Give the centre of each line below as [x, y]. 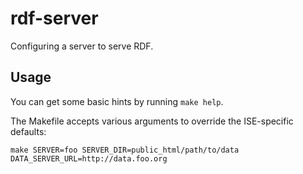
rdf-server [54, 18]
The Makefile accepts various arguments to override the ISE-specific [152, 121]
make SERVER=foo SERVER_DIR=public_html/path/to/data [125, 150]
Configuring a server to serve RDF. [82, 46]
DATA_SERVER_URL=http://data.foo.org [89, 158]
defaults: [28, 131]
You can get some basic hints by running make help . [117, 101]
